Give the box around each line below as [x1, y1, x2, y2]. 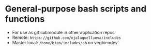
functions [5, 13, 45, 25]
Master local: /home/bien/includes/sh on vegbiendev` [12, 39, 120, 45]
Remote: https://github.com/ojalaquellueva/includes [12, 35, 121, 40]
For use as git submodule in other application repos [12, 29, 115, 35]
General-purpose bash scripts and [5, 3, 147, 14]
